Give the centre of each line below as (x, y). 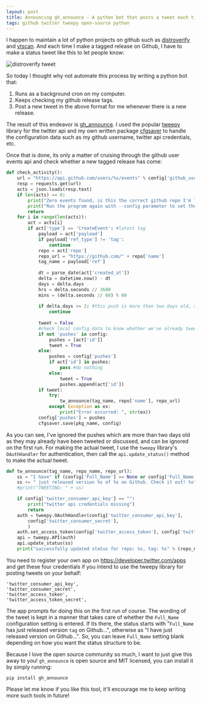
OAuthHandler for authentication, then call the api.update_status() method (98, 454)
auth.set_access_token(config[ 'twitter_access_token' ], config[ (99, 532)
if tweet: (50, 390)
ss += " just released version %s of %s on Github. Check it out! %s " (107, 482)
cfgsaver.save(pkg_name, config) (80, 423)
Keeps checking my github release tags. (64, 100)
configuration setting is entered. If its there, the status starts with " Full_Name (100, 623)
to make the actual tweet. (37, 460)
